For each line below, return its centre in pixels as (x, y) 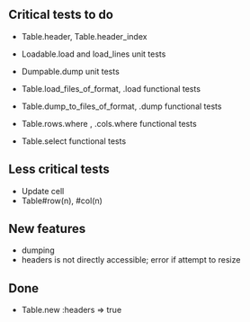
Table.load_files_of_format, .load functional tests (111, 88)
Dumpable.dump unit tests (71, 71)
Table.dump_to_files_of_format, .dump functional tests (121, 106)
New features (47, 229)
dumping (38, 250)
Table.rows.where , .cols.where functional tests (109, 123)
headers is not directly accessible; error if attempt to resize (131, 260)
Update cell (43, 191)
